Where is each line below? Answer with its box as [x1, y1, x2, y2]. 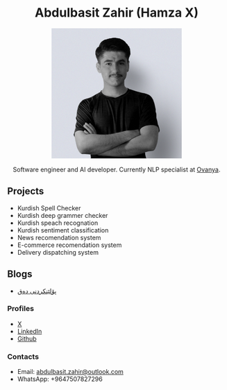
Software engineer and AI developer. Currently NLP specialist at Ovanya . [12, 165, 221, 173]
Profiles [7, 304, 35, 314]
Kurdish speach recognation [17, 219, 99, 227]
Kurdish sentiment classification [17, 226, 109, 234]
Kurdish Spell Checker [17, 203, 81, 212]
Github [17, 334, 37, 343]
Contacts [7, 352, 40, 362]
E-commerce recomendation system [17, 241, 122, 249]
